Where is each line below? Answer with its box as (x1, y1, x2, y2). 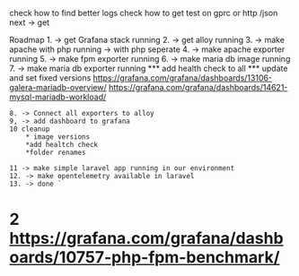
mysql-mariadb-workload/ (9, 91, 107, 102)
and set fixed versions (9, 73, 92, 83)
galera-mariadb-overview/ (9, 82, 107, 92)
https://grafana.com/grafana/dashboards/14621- (108, 82, 288, 92)
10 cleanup (9, 125, 50, 134)
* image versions (25, 133, 91, 142)
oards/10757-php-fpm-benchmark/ (9, 247, 280, 268)
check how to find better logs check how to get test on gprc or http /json (9, 8, 278, 18)
